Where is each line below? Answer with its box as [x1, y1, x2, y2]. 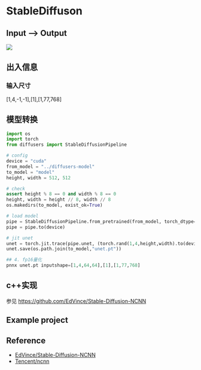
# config [6, 152, 28, 159]
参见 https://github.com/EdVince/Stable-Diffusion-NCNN [6, 297, 147, 304]
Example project [6, 315, 69, 325]
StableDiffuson [6, 4, 83, 18]
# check [6, 185, 26, 192]
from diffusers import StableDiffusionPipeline [6, 142, 127, 148]
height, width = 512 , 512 [6, 175, 71, 181]
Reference [6, 335, 46, 345]
